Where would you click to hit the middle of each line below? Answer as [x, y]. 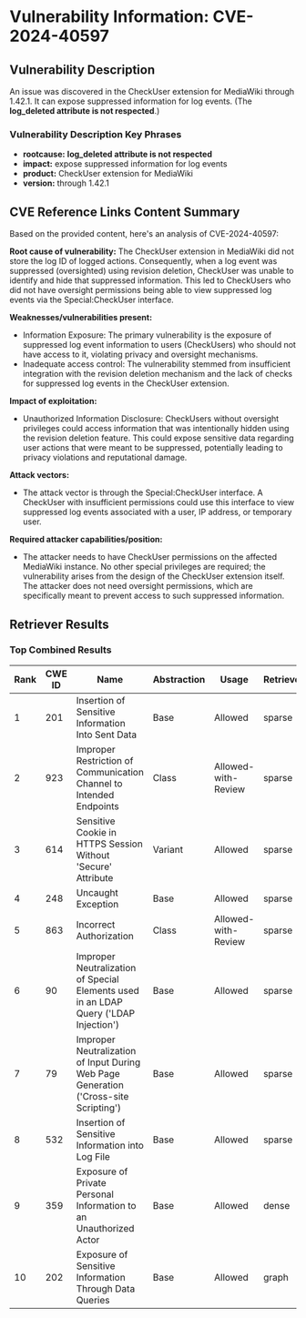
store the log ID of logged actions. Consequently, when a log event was [143, 261]
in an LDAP [99, 1001]
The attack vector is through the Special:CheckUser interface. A [143, 492]
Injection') [98, 1024]
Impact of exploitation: [53, 401]
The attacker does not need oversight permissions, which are [138, 586]
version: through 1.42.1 [66, 183]
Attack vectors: [40, 475]
